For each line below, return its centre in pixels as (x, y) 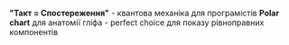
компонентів (34, 32)
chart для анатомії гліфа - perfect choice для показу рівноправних (137, 22)
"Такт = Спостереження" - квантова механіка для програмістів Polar (144, 13)
